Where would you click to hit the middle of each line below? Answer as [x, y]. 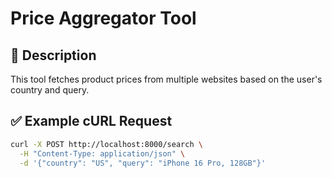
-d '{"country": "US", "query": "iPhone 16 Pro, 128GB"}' [143, 163]
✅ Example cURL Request [91, 121]
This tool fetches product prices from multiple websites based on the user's [166, 79]
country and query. [50, 90]
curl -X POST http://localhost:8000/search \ [106, 144]
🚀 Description [53, 55]
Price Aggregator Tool [103, 18]
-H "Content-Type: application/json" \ [102, 153]
